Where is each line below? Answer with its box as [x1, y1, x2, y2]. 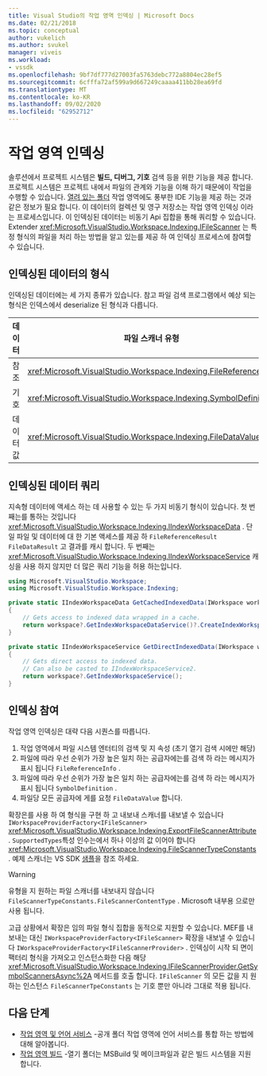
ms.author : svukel [8, 41, 69, 49]
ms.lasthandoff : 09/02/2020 [8, 100, 102, 108]
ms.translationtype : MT [8, 85, 87, 94]
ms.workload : [8, 56, 52, 64]
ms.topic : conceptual [8, 26, 80, 34]
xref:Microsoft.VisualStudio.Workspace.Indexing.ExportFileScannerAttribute [8, 825, 257, 835]
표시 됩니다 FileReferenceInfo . [19, 763, 121, 772]
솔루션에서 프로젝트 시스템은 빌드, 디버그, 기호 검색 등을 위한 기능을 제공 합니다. [8, 172, 253, 181]
